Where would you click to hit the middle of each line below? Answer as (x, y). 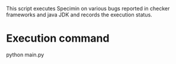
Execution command (58, 38)
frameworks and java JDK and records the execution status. (79, 15)
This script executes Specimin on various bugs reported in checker (88, 9)
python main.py (25, 55)
